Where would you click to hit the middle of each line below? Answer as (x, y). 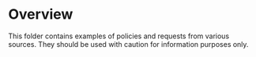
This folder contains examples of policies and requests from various (119, 36)
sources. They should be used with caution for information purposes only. (128, 44)
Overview (41, 14)
